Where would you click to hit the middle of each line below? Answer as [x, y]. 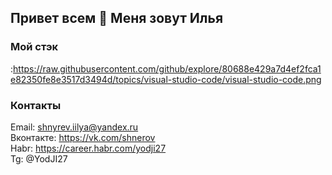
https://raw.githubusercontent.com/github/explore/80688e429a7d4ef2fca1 [167, 68]
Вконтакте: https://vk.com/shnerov [83, 137]
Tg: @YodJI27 [39, 158]
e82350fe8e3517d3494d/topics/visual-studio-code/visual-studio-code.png [166, 79]
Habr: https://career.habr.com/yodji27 [88, 148]
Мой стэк [34, 47]
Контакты [36, 105]
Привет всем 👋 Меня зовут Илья [117, 18]
